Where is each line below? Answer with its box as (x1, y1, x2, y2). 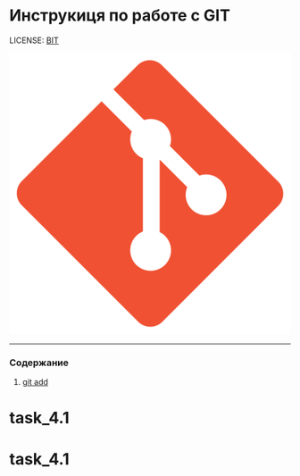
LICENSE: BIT (9, 35, 60, 46)
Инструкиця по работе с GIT (9, 5, 230, 26)
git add (21, 377, 49, 388)
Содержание (9, 356, 70, 369)
